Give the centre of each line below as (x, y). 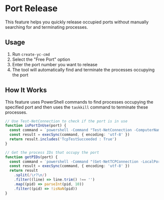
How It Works (26, 90)
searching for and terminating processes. (47, 27)
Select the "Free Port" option (41, 59)
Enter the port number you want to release (55, 64)
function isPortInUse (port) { (36, 126)
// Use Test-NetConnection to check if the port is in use (66, 121)
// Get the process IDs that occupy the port (52, 152)
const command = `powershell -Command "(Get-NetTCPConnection (74, 162)
